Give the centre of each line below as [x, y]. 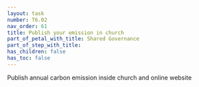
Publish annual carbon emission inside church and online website [99, 77]
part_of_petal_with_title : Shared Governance [73, 39]
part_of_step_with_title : [44, 45]
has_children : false [37, 52]
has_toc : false [29, 58]
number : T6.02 [27, 20]
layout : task [26, 13]
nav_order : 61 [27, 26]
